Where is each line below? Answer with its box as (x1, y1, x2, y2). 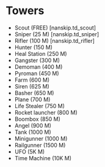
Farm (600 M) (14, 76, 50, 83)
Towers (5, 4, 45, 18)
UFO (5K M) (14, 148, 45, 155)
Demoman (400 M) (14, 63, 63, 71)
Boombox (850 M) (14, 115, 60, 123)
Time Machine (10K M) (14, 154, 71, 161)
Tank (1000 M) (14, 128, 51, 136)
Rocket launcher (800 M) (14, 109, 78, 116)
